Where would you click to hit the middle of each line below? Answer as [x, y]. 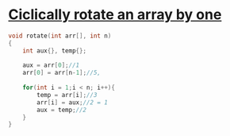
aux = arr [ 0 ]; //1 [51, 65]
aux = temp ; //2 [62, 110]
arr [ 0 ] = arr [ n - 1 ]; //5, [62, 73]
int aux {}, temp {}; [55, 51]
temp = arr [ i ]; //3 [67, 95]
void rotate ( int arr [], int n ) [60, 36]
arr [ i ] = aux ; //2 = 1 [73, 102]
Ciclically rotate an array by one [115, 15]
